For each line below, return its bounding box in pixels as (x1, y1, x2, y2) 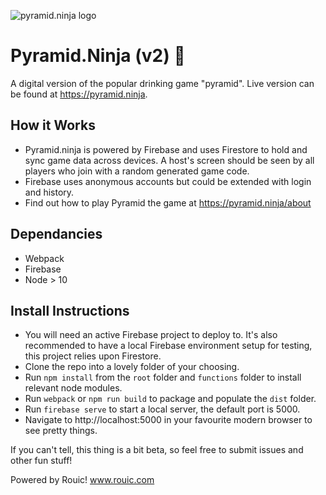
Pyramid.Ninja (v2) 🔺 (10, 45, 186, 67)
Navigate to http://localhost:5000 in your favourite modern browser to (24, 414, 313, 426)
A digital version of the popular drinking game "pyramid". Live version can (10, 77, 315, 89)
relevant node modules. (24, 382, 123, 394)
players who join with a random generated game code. (24, 165, 250, 177)
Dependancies (10, 226, 103, 243)
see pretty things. (24, 425, 98, 437)
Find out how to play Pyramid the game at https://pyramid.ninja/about (24, 196, 312, 209)
